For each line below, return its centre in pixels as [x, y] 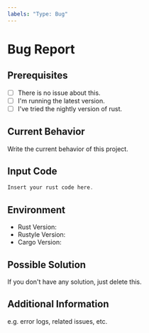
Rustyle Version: [42, 235]
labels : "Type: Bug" [38, 14]
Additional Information [58, 304]
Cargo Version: [39, 242]
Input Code [33, 171]
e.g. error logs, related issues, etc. [57, 321]
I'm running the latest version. [61, 101]
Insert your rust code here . [50, 188]
